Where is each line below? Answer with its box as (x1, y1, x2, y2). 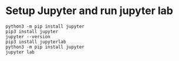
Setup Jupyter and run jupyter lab (5, 4, 174, 18)
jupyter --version (5, 33, 50, 39)
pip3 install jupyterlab (5, 39, 66, 45)
